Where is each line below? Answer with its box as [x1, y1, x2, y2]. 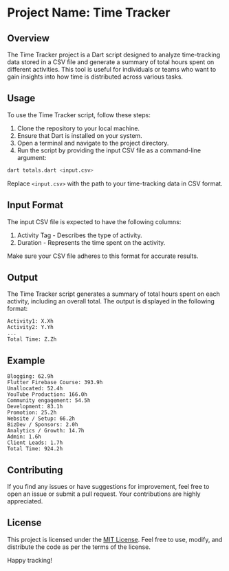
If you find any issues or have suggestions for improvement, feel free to [7, 482, 210, 490]
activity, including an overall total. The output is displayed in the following [7, 297, 215, 305]
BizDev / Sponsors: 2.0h [7, 421, 78, 428]
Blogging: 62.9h [7, 373, 54, 380]
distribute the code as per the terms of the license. [7, 543, 151, 551]
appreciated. [7, 497, 43, 505]
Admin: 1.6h [7, 433, 41, 441]
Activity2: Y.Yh [7, 324, 54, 331]
